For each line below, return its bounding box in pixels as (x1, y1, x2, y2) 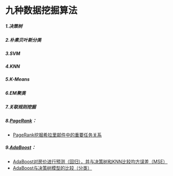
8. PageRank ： (5, 118, 37, 124)
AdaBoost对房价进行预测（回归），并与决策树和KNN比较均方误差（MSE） (12, 158, 168, 165)
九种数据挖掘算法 (5, 5, 78, 16)
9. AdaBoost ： (5, 145, 36, 151)
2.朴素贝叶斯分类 (5, 37, 42, 43)
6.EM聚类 (5, 90, 26, 96)
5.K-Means (5, 76, 30, 82)
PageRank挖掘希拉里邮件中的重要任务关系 (12, 132, 102, 138)
